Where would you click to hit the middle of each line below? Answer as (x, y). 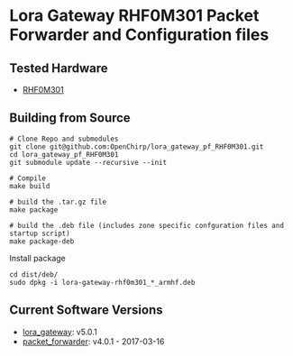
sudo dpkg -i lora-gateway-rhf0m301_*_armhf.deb (102, 282)
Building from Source (70, 118)
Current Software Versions (87, 310)
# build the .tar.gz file (58, 202)
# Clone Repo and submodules (64, 139)
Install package (37, 258)
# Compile (28, 178)
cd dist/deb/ (34, 274)
